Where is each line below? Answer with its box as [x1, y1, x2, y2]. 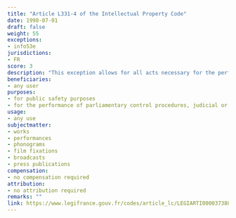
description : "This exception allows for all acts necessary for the [7, 69, 216, 76]
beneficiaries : [7, 75, 52, 83]
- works [7, 128, 30, 135]
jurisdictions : [7, 50, 52, 57]
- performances [7, 134, 52, 141]
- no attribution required [7, 187, 86, 194]
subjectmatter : [7, 121, 52, 129]
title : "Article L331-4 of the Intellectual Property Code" [7, 10, 188, 18]
